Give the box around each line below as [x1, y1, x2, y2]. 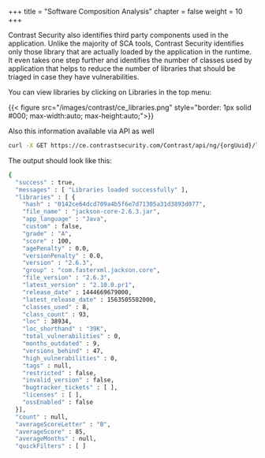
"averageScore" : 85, [15, 427, 87, 436]
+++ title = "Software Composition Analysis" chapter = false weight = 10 [8, 7, 243, 16]
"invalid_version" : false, [22, 376, 114, 385]
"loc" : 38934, [22, 318, 73, 326]
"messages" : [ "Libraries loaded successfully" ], [15, 185, 189, 194]
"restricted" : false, [22, 369, 97, 377]
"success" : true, [15, 178, 77, 186]
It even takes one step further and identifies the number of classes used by [8, 55, 252, 65]
